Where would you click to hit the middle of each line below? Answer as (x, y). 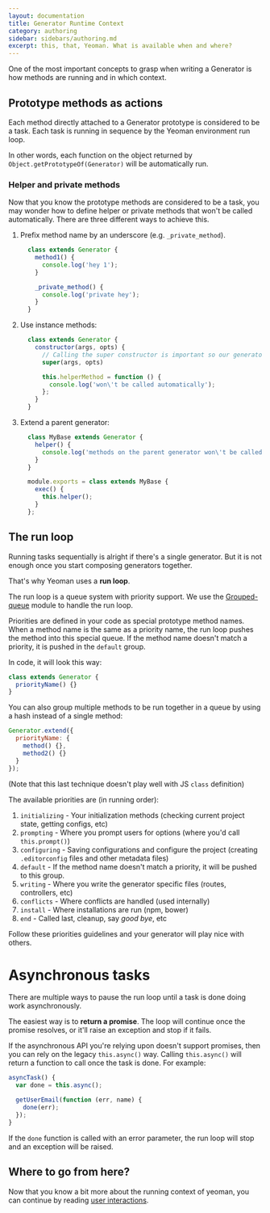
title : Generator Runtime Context (66, 23)
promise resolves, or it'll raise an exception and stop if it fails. (110, 1030)
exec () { (50, 490)
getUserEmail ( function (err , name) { (79, 1100)
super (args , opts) (73, 362)
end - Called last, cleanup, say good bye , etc (93, 918)
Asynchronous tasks (79, 975)
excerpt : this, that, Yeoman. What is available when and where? (120, 46)
